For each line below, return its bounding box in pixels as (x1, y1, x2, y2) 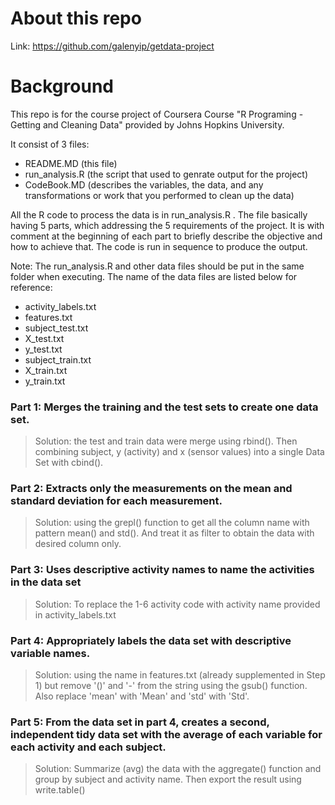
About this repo (10, 7, 142, 30)
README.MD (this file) (24, 157, 118, 169)
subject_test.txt (24, 322, 89, 334)
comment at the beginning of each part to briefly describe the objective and (10, 230, 323, 242)
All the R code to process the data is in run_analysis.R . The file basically (10, 208, 308, 221)
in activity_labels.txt (34, 608, 117, 621)
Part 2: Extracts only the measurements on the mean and (10, 482, 293, 496)
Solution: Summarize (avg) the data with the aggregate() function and (34, 763, 322, 775)
